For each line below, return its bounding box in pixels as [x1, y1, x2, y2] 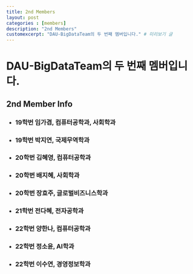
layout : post [6, 15, 39, 21]
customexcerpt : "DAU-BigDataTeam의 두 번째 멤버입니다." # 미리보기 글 [6, 31, 173, 38]
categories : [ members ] [6, 20, 67, 26]
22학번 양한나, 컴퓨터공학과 [15, 224, 91, 233]
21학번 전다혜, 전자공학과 [15, 207, 84, 215]
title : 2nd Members [6, 8, 56, 15]
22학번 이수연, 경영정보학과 [15, 260, 91, 268]
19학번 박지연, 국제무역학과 [15, 135, 90, 144]
